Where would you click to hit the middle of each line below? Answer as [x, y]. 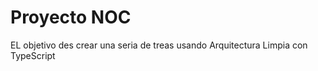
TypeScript [33, 55]
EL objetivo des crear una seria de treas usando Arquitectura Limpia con [159, 45]
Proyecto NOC [71, 17]
